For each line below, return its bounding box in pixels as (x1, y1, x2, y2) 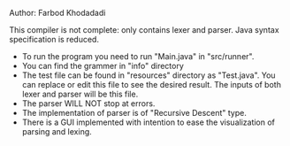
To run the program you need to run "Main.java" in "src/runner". (21, 51, 255, 61)
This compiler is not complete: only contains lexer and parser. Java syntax (9, 25, 280, 35)
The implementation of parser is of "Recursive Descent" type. (21, 108, 248, 118)
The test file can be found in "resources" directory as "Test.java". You (21, 70, 276, 81)
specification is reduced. (9, 35, 100, 44)
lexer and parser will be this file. (21, 88, 139, 99)
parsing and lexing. (21, 127, 93, 136)
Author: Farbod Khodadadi (9, 8, 106, 18)
